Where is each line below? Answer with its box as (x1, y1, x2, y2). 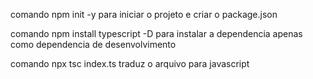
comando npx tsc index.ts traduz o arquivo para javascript (10, 58, 250, 69)
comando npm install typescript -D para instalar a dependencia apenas (10, 28, 303, 39)
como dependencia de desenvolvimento (10, 39, 177, 50)
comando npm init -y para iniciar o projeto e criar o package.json (10, 9, 278, 20)
